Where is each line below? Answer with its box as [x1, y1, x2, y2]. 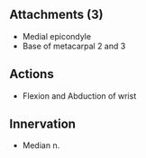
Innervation [9, 117, 77, 132]
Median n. [22, 140, 60, 151]
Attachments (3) [9, 7, 104, 22]
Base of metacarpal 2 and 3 [22, 40, 126, 51]
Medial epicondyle [22, 31, 92, 41]
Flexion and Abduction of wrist [22, 90, 137, 101]
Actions [9, 66, 54, 82]
